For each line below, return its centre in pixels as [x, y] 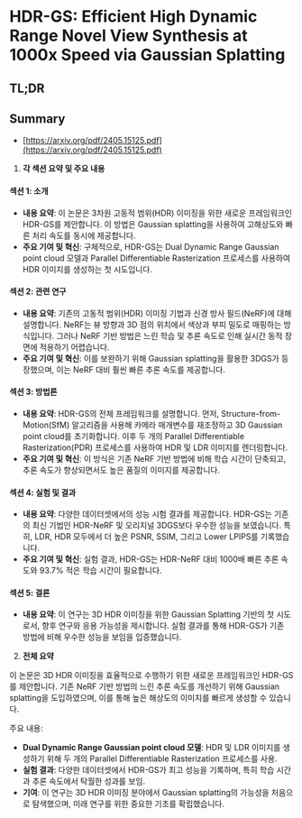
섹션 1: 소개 [29, 190]
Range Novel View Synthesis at [128, 36]
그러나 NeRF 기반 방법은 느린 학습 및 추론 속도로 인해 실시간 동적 [169, 335]
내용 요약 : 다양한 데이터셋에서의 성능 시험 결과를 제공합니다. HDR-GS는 [147, 514]
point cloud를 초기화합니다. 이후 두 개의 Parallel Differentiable [133, 436]
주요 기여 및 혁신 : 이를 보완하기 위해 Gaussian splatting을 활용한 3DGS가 [151, 358]
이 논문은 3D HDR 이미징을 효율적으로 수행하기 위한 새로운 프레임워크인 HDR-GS [151, 676]
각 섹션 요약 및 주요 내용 [64, 169]
